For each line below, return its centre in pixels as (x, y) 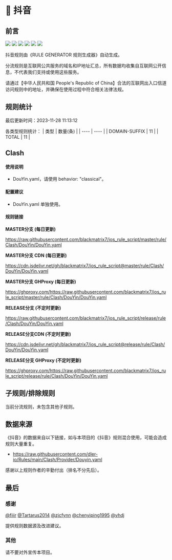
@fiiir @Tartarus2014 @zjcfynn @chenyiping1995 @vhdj (65, 515)
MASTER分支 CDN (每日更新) (36, 255)
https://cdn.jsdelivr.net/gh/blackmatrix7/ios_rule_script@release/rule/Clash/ (85, 344)
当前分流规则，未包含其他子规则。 (41, 406)
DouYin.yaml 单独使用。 (38, 204)
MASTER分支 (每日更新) (31, 229)
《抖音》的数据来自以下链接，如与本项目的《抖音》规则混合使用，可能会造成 (86, 438)
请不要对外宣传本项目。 (30, 552)
